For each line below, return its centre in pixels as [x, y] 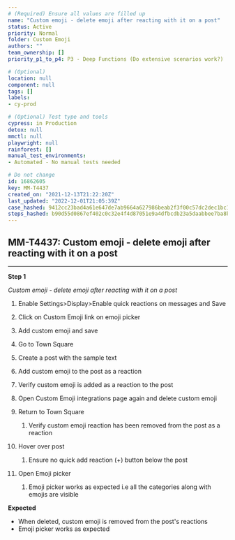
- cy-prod [22, 104]
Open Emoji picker [44, 473]
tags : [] [21, 92]
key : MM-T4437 [29, 188]
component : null [31, 85]
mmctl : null [25, 136]
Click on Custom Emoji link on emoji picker [79, 317]
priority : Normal [33, 33]
